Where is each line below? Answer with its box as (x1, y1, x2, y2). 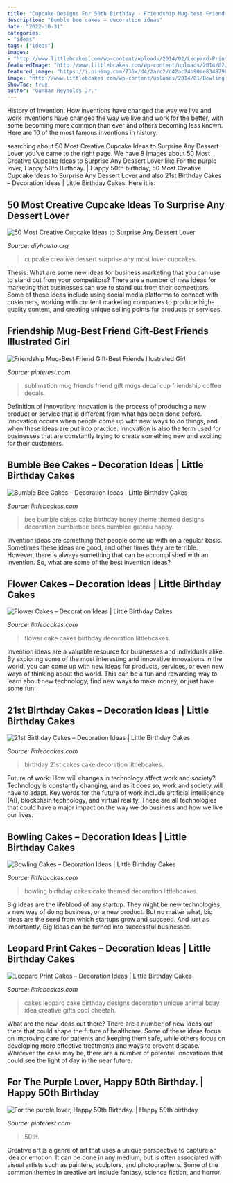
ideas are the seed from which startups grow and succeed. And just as (7, 915, 209, 923)
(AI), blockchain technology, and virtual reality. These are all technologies (7, 796, 217, 805)
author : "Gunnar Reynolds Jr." (7, 87, 98, 94)
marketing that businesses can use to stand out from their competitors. (7, 283, 210, 291)
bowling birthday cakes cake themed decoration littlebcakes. (24, 887, 199, 895)
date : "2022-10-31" (7, 23, 64, 30)
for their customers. (7, 439, 64, 447)
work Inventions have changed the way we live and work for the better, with (7, 114, 224, 122)
